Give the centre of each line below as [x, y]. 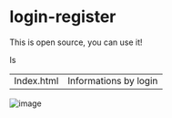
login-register [63, 17]
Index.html [36, 81]
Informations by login [113, 81]
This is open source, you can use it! [76, 42]
